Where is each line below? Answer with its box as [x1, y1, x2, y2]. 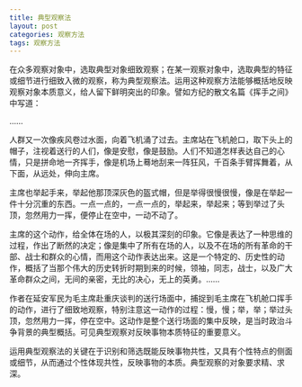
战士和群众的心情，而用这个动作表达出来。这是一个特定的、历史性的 [24, 251, 277, 262]
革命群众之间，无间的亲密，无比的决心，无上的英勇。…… [9, 274, 220, 284]
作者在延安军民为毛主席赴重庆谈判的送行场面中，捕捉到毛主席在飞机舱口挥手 [9, 293, 293, 304]
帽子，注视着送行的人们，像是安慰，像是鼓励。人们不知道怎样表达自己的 [9, 146, 277, 157]
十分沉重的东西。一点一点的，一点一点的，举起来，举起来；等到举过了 [16, 199, 277, 210]
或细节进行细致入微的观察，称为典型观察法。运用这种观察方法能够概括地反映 [9, 76, 293, 86]
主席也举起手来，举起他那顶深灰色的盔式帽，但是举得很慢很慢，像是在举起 [9, 187, 285, 198]
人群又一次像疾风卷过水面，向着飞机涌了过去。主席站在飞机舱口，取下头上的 [9, 134, 293, 145]
